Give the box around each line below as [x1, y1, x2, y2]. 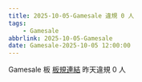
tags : [8, 19, 26, 27]
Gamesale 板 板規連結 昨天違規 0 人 [8, 65, 127, 75]
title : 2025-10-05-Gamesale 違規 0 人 [8, 11, 135, 20]
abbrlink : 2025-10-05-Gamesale [8, 34, 113, 43]
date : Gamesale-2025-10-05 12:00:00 [8, 42, 131, 50]
